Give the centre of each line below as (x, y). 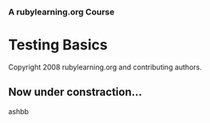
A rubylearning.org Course (61, 12)
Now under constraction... (75, 92)
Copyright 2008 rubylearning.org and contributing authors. (105, 67)
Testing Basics (58, 45)
